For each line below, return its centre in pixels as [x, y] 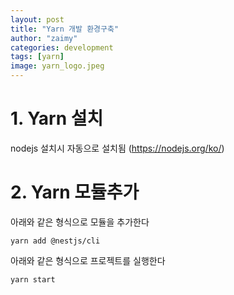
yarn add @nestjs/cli [55, 241]
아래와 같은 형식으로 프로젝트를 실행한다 [88, 260]
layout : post [37, 19]
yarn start [33, 279]
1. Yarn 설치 [57, 118]
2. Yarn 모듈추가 [75, 192]
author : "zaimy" [44, 38]
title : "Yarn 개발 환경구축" [65, 29]
